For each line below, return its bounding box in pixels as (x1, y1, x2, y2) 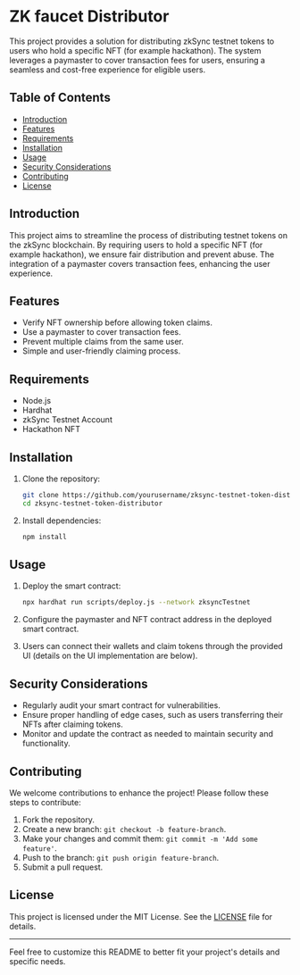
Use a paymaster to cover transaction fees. (21, 327, 181, 337)
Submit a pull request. (21, 862, 104, 872)
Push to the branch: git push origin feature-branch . (21, 852, 220, 862)
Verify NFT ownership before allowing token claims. (21, 317, 212, 328)
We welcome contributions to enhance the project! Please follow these (9, 787, 270, 798)
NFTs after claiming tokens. (21, 719, 123, 729)
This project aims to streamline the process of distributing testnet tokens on (9, 229, 288, 240)
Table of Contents (9, 90, 112, 105)
